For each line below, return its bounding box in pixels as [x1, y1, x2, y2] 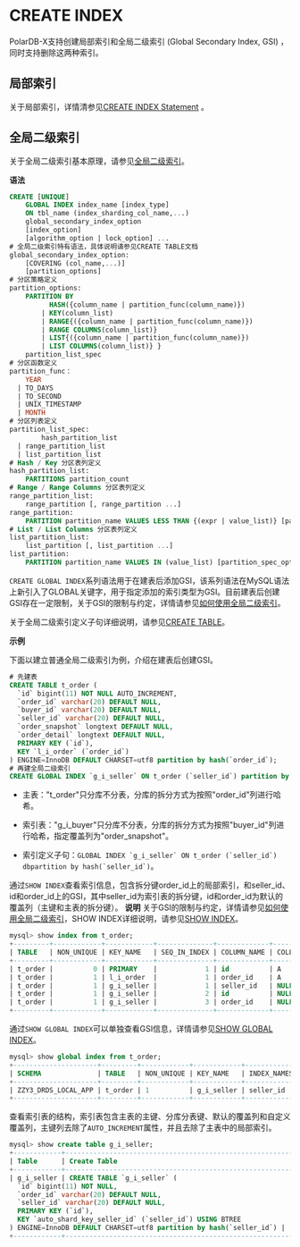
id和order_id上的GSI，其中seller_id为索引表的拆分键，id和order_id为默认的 [9, 891, 284, 902]
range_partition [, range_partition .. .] [25, 500, 181, 509]
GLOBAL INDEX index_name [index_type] [25, 200, 170, 210]
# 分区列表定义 [9, 417, 58, 425]
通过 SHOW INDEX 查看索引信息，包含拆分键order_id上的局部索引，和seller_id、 [9, 880, 290, 890]
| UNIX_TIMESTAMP [17, 400, 82, 409]
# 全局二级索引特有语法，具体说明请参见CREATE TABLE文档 [9, 242, 199, 251]
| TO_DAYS [17, 383, 54, 392]
